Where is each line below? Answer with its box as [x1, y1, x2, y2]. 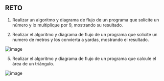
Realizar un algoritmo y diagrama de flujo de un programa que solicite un [12, 17, 159, 22]
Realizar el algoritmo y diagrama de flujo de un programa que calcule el [12, 56, 157, 61]
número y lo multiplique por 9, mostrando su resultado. [12, 22, 123, 28]
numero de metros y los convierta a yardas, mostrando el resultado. [12, 37, 149, 42]
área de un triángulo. [12, 61, 55, 66]
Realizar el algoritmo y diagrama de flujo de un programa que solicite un [12, 31, 158, 37]
